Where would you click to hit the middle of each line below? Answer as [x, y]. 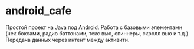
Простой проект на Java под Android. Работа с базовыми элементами [94, 27]
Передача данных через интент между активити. [68, 40]
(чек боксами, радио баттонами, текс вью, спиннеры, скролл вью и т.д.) [97, 33]
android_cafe [39, 11]
